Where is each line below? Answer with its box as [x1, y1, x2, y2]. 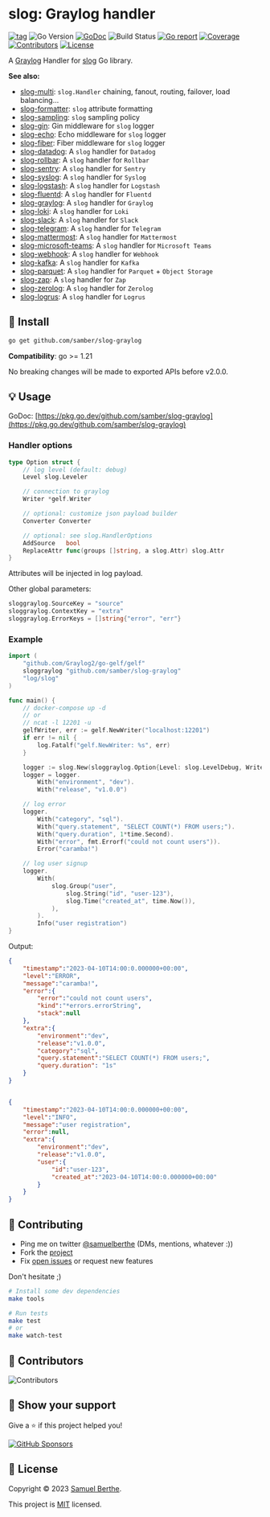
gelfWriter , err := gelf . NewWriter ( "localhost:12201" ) [22, 726, 211, 734]
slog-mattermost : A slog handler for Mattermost [19, 232, 178, 241]
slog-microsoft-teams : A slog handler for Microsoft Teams [19, 240, 212, 250]
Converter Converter [22, 516, 92, 525]
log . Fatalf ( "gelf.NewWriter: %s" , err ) [37, 741, 171, 749]
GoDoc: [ [8, 411, 39, 421]
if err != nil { [22, 734, 78, 742]
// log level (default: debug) [22, 466, 128, 474]
